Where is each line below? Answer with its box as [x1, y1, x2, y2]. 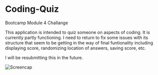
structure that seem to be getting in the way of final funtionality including [5, 39, 154, 45]
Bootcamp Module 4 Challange [5, 20, 68, 26]
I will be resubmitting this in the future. [5, 54, 83, 60]
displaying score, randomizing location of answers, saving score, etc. [5, 45, 146, 51]
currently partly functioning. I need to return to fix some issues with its [5, 35, 148, 40]
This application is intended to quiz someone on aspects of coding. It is [5, 29, 150, 35]
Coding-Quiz [5, 3, 59, 15]
